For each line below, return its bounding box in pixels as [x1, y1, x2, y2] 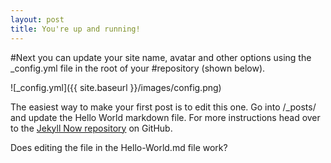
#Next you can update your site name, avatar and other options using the [10, 51, 312, 63]
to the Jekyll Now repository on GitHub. [10, 122, 173, 134]
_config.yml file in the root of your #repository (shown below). [10, 62, 266, 74]
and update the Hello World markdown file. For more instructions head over [10, 111, 321, 123]
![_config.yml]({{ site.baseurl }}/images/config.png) [10, 81, 222, 93]
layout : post [10, 14, 65, 25]
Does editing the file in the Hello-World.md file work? [10, 141, 228, 153]
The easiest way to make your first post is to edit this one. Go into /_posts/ [10, 101, 317, 113]
